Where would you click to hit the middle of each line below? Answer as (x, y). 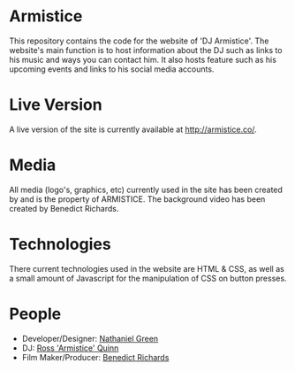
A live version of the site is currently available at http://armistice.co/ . (133, 129)
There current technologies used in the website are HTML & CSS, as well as (147, 268)
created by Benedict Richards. (64, 208)
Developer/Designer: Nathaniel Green (90, 338)
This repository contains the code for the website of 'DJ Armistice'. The (139, 41)
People (35, 314)
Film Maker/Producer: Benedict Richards (95, 357)
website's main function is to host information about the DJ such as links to (146, 50)
